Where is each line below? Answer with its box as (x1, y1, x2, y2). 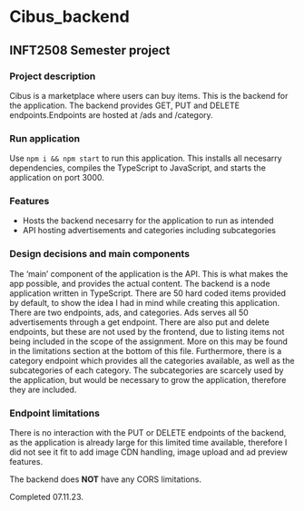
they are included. (9, 384, 77, 395)
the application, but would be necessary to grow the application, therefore (9, 374, 287, 385)
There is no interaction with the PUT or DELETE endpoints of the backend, (9, 427, 287, 438)
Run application (9, 132, 80, 144)
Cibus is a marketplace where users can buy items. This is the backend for (9, 90, 289, 101)
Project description (9, 70, 96, 83)
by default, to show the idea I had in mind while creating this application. (9, 297, 280, 308)
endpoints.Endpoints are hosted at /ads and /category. (9, 109, 213, 120)
